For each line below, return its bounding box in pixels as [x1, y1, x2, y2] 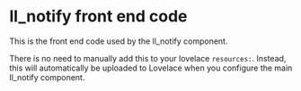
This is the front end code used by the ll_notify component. [9, 36, 228, 46]
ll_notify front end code [9, 6, 188, 27]
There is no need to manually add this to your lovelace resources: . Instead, [9, 53, 287, 63]
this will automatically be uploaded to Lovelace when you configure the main [9, 62, 293, 73]
